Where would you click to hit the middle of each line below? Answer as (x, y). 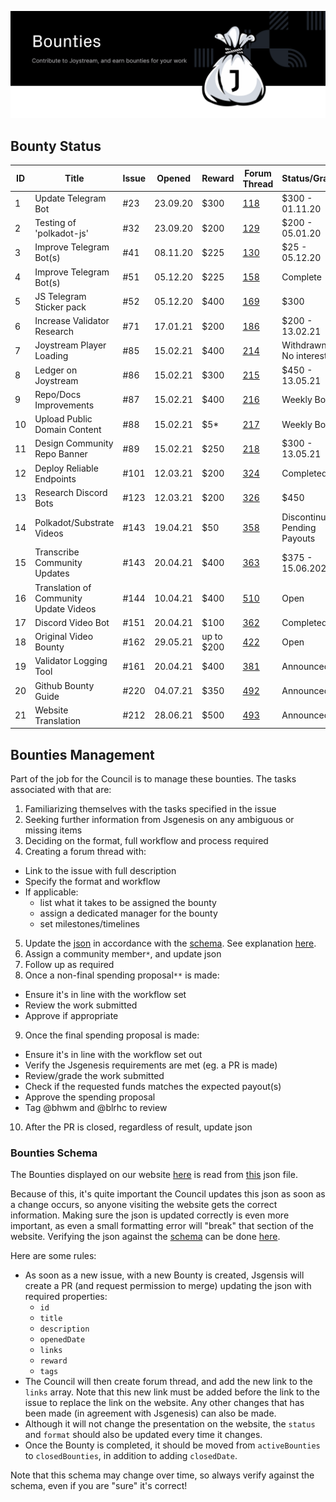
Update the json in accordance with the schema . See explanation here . (170, 943)
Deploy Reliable (66, 468)
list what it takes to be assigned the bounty (128, 903)
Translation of (63, 587)
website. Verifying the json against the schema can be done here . (145, 1237)
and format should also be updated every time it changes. (143, 1435)
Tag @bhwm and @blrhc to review (96, 1108)
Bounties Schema (54, 1153)
